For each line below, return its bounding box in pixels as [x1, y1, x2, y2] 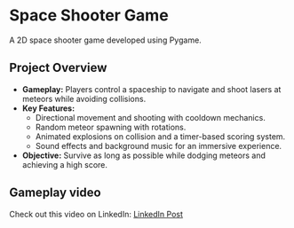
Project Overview [9, 60, 107, 75]
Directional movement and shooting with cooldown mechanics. [35, 112, 266, 122]
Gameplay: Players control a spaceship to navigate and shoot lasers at [21, 83, 282, 94]
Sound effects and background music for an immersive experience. [35, 140, 282, 151]
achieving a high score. [21, 159, 108, 169]
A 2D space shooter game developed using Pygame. [9, 35, 202, 45]
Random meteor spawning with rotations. [35, 122, 187, 132]
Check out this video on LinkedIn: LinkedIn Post [9, 208, 184, 219]
